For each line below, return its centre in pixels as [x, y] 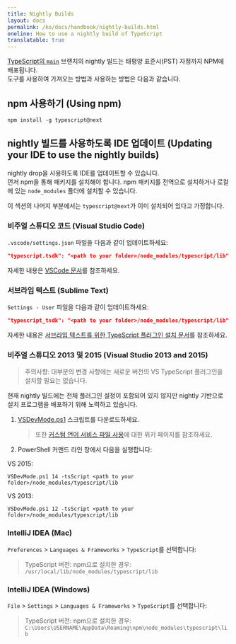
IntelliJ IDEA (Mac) [40, 533]
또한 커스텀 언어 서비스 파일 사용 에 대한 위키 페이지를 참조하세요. [124, 435]
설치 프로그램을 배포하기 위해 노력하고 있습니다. [72, 405]
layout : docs [26, 21]
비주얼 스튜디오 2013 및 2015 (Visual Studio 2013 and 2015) [108, 355]
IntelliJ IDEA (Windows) [49, 590]
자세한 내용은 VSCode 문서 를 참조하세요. [64, 270]
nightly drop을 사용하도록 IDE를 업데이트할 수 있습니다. [83, 173]
